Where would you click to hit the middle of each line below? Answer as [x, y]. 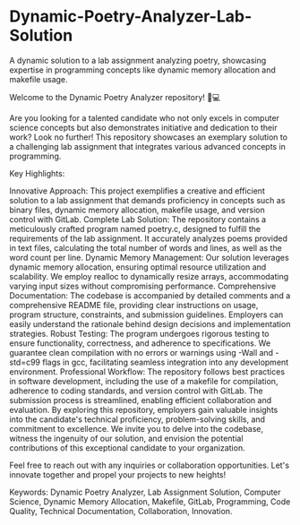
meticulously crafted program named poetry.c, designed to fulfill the [135, 228]
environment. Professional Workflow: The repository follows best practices [147, 371]
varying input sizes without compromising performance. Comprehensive [143, 286]
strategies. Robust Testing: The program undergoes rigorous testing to [140, 333]
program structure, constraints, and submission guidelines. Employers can [146, 314]
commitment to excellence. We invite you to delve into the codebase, [137, 428]
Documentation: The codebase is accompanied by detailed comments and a [150, 295]
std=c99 [25, 362]
